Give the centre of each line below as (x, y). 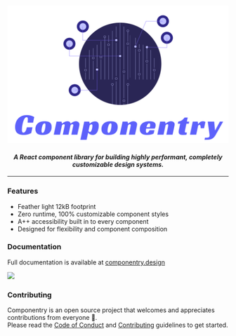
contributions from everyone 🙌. (52, 318)
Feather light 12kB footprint (57, 206)
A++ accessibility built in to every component (83, 221)
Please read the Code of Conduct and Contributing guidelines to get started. (118, 325)
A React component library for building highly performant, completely (118, 157)
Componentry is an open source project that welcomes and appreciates (111, 310)
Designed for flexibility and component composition (92, 229)
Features (23, 191)
